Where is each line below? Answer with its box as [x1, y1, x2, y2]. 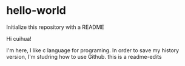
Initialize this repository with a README [6, 23, 105, 31]
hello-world [6, 4, 67, 17]
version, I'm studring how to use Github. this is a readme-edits [6, 53, 162, 60]
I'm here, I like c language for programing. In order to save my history [6, 46, 180, 54]
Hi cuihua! [6, 35, 32, 42]
